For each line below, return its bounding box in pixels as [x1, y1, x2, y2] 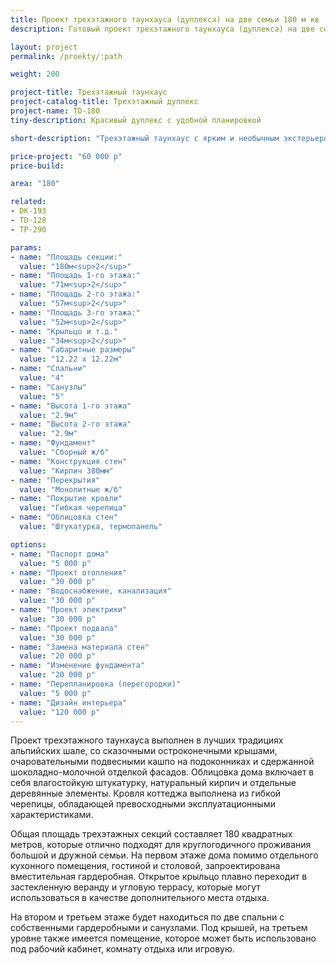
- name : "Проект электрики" [10, 605, 128, 615]
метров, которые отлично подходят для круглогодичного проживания [10, 839, 312, 851]
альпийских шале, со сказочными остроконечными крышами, [10, 745, 278, 757]
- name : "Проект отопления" [10, 567, 128, 578]
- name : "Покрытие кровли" [10, 494, 123, 504]
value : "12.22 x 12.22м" [19, 354, 123, 365]
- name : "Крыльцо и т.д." [10, 326, 118, 336]
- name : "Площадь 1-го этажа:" [10, 271, 141, 281]
